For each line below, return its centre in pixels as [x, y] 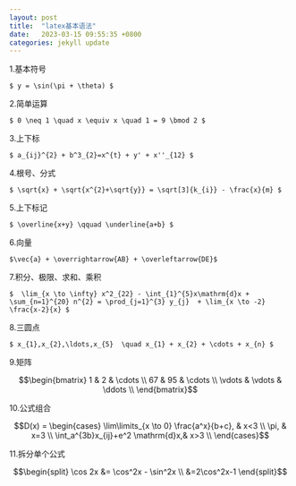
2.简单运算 [29, 104]
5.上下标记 [28, 208]
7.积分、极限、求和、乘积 [55, 277]
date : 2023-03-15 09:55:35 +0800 [76, 34]
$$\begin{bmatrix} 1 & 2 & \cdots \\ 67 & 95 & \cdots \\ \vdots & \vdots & [150, 380]
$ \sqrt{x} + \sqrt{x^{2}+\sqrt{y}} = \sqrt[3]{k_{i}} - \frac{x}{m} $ [145, 190]
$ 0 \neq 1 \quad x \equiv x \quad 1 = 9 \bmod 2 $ [107, 121]
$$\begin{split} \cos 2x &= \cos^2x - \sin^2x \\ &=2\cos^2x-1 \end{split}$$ [150, 472]
